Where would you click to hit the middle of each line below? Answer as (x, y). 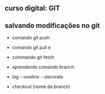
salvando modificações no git (52, 26)
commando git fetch (33, 57)
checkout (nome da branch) (41, 87)
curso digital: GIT (32, 8)
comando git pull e (31, 48)
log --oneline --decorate (38, 77)
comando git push (31, 38)
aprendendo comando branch (43, 67)
